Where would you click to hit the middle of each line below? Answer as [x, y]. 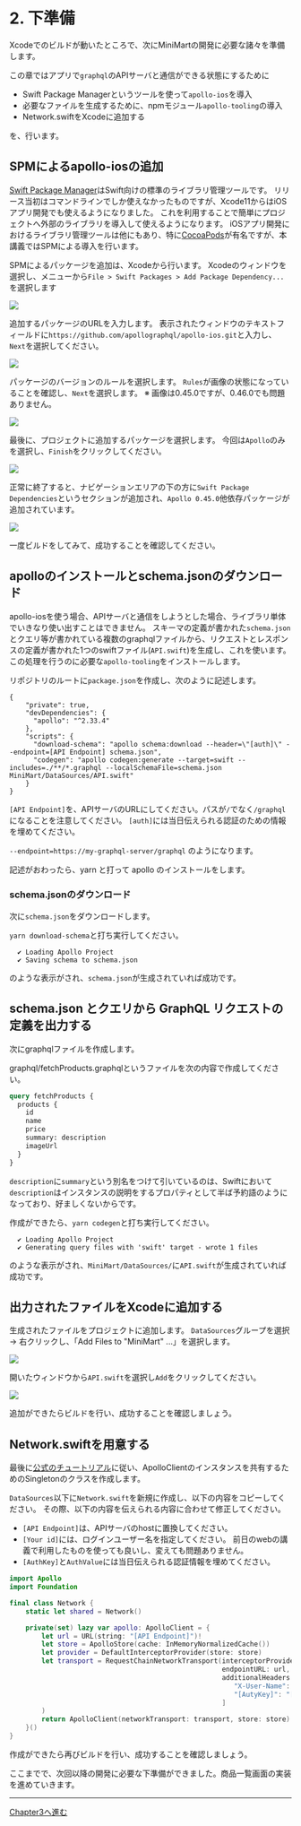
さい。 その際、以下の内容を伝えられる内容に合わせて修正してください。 [151, 1509]
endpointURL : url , [256, 1670]
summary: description [65, 1138]
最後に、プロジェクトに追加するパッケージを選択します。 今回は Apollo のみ [147, 439]
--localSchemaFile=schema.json [163, 767]
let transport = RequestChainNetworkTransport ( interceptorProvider [170, 1661]
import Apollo [36, 1579]
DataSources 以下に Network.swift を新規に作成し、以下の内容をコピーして [143, 1498]
